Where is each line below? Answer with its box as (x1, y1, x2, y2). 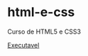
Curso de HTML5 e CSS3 (7, 27, 82, 36)
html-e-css (7, 4, 75, 20)
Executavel (7, 41, 40, 49)
